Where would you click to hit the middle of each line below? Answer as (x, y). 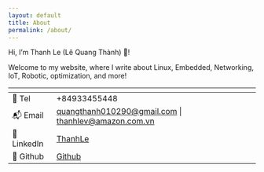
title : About (29, 23)
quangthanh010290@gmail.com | (119, 112)
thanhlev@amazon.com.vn (105, 121)
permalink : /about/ (40, 30)
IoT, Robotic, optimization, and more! (68, 76)
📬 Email (28, 115)
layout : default (35, 15)
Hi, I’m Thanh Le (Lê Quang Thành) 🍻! (69, 53)
